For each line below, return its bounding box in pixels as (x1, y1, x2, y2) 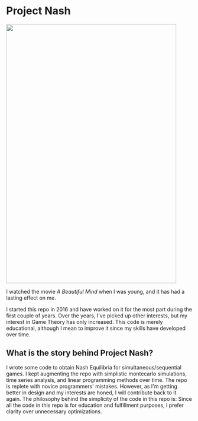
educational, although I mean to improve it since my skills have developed (6, 324, 186, 332)
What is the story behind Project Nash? (6, 348, 154, 358)
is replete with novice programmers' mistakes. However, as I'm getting (6, 383, 177, 390)
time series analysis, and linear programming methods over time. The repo (6, 376, 187, 383)
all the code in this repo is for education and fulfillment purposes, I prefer (6, 401, 184, 409)
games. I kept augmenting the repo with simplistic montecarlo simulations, (6, 370, 187, 377)
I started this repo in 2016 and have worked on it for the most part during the (6, 306, 193, 313)
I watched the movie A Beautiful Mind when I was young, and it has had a (6, 288, 185, 295)
